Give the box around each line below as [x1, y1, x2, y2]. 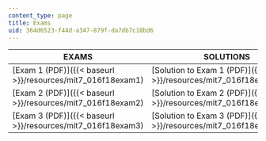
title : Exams [8, 19, 51, 27]
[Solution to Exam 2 [151, 88, 225, 99]
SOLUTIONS [203, 51, 251, 63]
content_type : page [8, 11, 73, 20]
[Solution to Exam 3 [151, 110, 225, 121]
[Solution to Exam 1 [151, 65, 225, 76]
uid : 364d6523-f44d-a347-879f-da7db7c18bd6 [8, 26, 154, 34]
